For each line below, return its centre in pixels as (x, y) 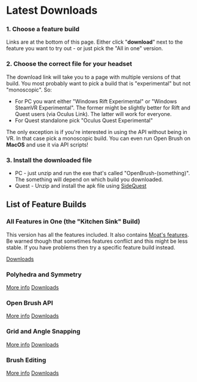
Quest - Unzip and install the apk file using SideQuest (81, 186)
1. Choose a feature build (43, 29)
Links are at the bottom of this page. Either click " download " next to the (95, 42)
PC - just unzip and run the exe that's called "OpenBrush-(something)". (102, 173)
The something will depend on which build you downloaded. (89, 179)
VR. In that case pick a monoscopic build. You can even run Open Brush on (98, 138)
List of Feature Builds (46, 205)
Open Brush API (30, 302)
